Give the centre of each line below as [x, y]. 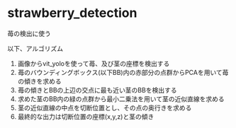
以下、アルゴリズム [35, 48]
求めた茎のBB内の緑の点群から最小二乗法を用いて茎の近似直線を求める [121, 99]
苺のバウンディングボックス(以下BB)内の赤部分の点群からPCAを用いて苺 [123, 72]
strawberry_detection [72, 13]
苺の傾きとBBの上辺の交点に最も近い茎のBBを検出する [97, 90]
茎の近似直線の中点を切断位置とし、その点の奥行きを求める [105, 107]
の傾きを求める [39, 81]
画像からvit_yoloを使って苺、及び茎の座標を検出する [94, 63]
